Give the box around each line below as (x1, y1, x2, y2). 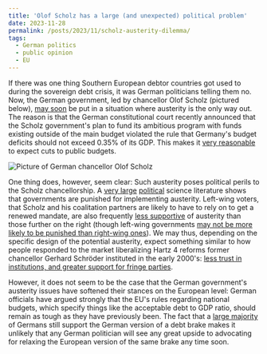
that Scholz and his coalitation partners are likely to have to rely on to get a (8, 202, 254, 212)
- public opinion (15, 49, 73, 57)
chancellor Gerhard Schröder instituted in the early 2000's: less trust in (8, 253, 242, 263)
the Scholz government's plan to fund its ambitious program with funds (8, 121, 242, 130)
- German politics (15, 42, 77, 50)
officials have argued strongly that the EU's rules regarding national (8, 294, 230, 304)
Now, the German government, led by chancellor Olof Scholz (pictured (8, 95, 240, 105)
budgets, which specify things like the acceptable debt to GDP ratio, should (8, 303, 257, 312)
